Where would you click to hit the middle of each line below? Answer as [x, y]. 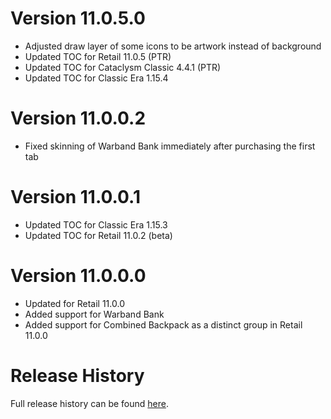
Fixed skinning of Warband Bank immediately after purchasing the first [170, 146]
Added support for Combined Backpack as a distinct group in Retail [163, 324]
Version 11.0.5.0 [78, 18]
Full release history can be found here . [90, 403]
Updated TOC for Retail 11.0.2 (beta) [98, 235]
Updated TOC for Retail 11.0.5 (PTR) [98, 56]
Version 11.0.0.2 [78, 118]
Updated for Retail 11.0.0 [74, 303]
